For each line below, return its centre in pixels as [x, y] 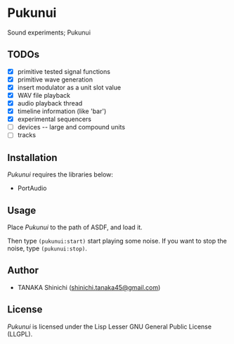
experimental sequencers [54, 119]
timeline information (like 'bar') [62, 111]
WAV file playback [44, 95]
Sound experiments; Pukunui [49, 32]
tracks [27, 135]
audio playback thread [50, 103]
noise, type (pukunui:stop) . [47, 248]
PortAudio [32, 189]
